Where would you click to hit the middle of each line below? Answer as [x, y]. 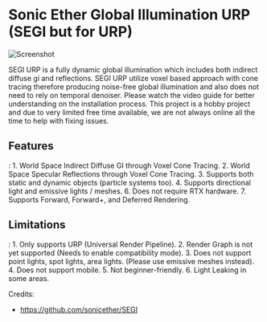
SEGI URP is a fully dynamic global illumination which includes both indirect [133, 69]
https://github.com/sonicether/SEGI [79, 309]
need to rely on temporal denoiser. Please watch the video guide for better [131, 95]
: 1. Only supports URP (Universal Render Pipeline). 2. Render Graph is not [131, 244]
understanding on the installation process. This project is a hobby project [129, 104]
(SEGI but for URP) [70, 32]
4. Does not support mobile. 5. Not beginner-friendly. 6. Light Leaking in [127, 270]
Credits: [21, 294]
